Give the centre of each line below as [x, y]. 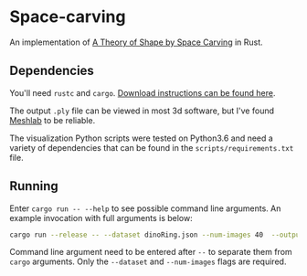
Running [34, 186]
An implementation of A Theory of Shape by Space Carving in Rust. [136, 42]
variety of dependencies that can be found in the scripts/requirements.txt [152, 147]
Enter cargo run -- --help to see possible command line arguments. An [145, 208]
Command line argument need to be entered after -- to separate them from [151, 252]
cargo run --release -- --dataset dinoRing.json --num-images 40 [136, 235]
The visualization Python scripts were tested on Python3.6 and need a [142, 138]
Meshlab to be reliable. [53, 120]
